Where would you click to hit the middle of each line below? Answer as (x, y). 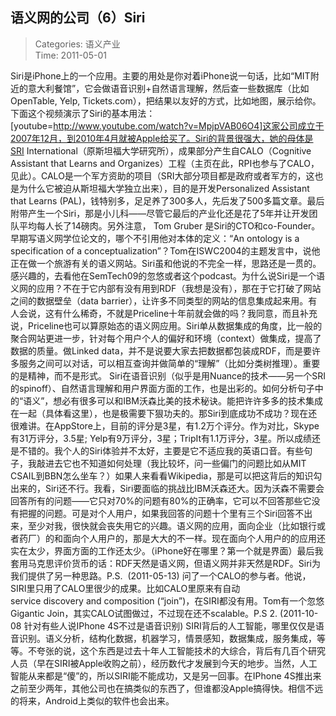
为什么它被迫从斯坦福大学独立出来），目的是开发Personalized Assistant (164, 188)
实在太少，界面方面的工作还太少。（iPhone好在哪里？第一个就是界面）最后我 (167, 550)
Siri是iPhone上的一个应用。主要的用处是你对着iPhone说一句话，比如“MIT (160, 75)
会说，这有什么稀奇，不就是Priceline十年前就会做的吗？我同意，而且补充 (168, 313)
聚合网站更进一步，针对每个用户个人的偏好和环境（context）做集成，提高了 (166, 338)
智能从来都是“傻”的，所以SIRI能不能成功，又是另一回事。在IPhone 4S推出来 (166, 675)
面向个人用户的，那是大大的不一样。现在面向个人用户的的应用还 (194, 538)
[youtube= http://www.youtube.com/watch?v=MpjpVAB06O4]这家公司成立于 (167, 125)
